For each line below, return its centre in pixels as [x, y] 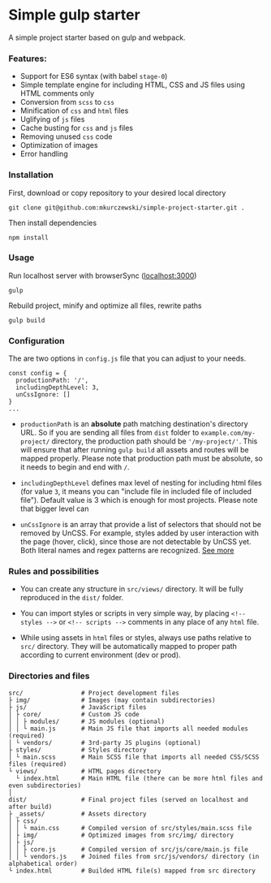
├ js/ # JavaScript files [78, 707]
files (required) [38, 764]
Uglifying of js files [52, 119]
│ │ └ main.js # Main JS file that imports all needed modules [129, 729]
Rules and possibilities [54, 572]
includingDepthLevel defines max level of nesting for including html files [141, 483]
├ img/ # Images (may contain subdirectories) [112, 700]
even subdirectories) [45, 786]
